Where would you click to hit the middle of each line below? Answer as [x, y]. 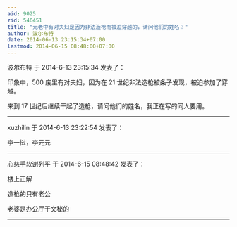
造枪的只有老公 [29, 194]
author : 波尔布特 [31, 33]
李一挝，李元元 [29, 142]
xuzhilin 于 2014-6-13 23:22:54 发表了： [66, 128]
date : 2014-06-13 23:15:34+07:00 [56, 40]
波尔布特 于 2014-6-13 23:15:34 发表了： [66, 67]
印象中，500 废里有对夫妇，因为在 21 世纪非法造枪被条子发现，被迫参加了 [115, 82]
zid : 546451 [25, 20]
